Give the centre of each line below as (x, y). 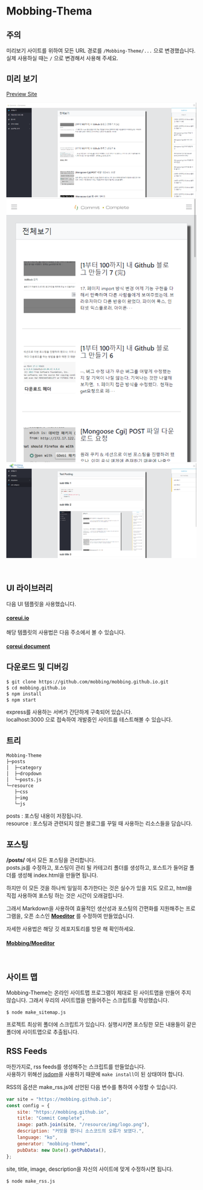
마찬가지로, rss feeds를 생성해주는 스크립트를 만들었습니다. (76, 1066)
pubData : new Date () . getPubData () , (62, 1150)
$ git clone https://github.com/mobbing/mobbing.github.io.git (88, 682)
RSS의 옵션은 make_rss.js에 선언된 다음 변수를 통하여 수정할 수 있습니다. (92, 1087)
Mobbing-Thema (49, 11)
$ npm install (24, 694)
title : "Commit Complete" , (51, 1118)
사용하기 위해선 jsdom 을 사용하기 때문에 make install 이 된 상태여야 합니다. (95, 1074)
